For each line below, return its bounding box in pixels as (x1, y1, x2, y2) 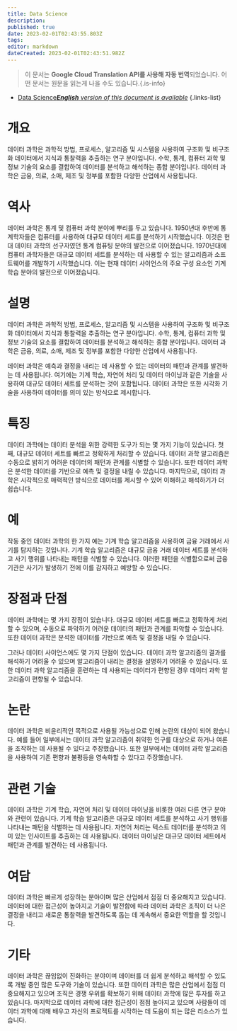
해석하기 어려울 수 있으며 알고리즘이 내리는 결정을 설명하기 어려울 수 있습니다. (7, 657, 221, 665)
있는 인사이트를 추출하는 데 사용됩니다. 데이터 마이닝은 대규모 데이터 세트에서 (14, 832, 226, 841)
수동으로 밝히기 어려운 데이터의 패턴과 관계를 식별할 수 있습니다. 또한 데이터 (7, 458, 215, 466)
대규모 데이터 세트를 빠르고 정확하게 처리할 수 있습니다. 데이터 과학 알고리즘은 (16, 449, 230, 457)
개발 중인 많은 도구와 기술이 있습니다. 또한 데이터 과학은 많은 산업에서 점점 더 (14, 981, 226, 989)
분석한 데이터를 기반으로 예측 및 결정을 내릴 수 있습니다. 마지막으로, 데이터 (14, 466, 219, 475)
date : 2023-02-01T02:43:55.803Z (7, 30, 103, 38)
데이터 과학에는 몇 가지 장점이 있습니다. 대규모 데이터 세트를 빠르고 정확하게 (7, 615, 215, 623)
